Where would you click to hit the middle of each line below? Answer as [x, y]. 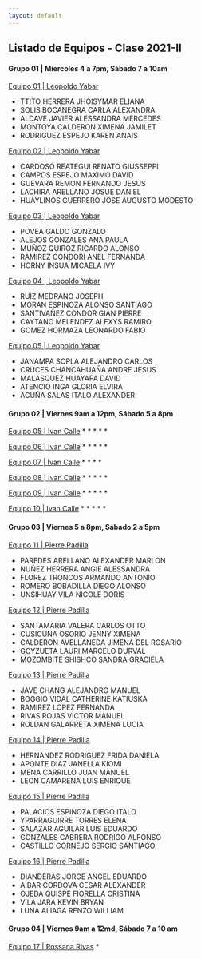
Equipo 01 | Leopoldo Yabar [53, 86]
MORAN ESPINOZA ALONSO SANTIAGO [86, 305]
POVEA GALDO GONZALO [63, 232]
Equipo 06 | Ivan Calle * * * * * [58, 447]
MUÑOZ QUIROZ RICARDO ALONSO [79, 249]
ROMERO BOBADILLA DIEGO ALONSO [83, 586]
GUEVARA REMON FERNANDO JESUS [83, 184]
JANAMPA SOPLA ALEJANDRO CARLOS [86, 361]
